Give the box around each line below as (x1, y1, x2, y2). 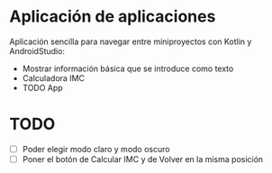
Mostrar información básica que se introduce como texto (22, 63, 234, 74)
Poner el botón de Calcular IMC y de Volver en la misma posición (22, 153, 264, 164)
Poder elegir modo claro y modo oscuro (22, 143, 170, 154)
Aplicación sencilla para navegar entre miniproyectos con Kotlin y (9, 36, 252, 47)
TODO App (22, 82, 63, 93)
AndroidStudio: (9, 45, 66, 56)
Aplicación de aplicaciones (9, 6, 216, 27)
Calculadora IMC (22, 72, 86, 83)
